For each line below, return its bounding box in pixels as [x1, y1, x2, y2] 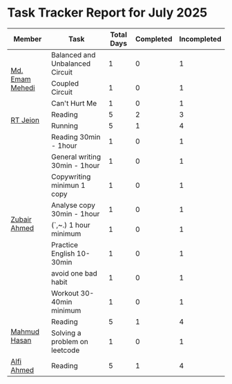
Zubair [10, 214, 32, 224]
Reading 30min [50, 132, 101, 142]
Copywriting [50, 171, 91, 181]
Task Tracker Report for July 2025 [7, 5, 208, 21]
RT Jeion [10, 115, 40, 125]
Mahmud [10, 327, 40, 336]
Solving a [50, 328, 81, 338]
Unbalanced [50, 59, 91, 68]
